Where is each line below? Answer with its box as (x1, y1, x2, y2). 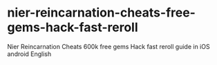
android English (7, 50, 52, 58)
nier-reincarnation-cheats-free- (7, 5, 196, 21)
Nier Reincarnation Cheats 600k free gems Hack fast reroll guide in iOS (7, 42, 210, 50)
